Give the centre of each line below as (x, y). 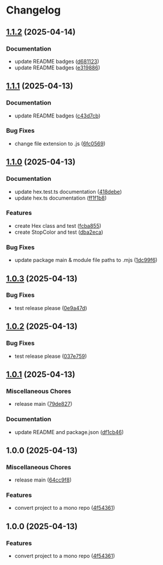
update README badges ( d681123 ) (57, 61)
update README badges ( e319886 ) (57, 68)
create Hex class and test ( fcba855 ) (58, 226)
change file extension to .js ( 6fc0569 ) (60, 143)
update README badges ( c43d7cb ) (57, 116)
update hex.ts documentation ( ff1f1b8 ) (61, 198)
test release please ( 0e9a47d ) (51, 308)
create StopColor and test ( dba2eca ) (59, 232)
